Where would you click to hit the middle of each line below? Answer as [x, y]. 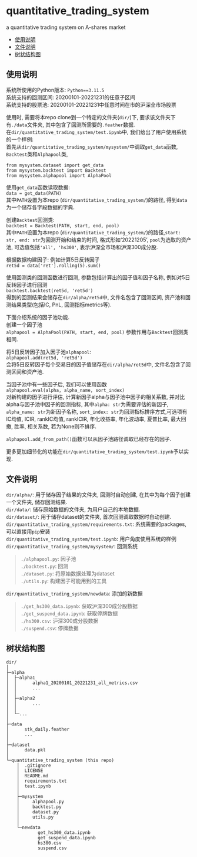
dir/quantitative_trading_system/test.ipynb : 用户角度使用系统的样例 [91, 539]
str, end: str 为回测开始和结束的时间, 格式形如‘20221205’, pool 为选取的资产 [99, 240]
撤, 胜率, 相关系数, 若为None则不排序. [51, 426]
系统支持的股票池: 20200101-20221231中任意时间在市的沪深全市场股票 [91, 104]
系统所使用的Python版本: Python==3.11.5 [55, 90]
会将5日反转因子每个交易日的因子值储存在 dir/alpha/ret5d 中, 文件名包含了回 [98, 364]
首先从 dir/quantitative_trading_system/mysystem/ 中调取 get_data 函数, [92, 146]
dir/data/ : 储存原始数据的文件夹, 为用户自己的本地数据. [73, 509]
